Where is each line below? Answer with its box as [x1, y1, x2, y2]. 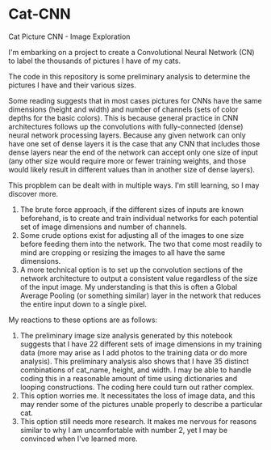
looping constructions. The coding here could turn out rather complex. [19, 382, 254, 392]
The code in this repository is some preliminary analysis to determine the [8, 71, 251, 81]
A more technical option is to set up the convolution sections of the [19, 265, 244, 274]
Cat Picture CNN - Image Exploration [8, 32, 131, 41]
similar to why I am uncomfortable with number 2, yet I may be [19, 425, 228, 435]
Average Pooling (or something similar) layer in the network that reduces [19, 291, 261, 300]
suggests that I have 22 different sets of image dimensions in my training [19, 339, 262, 349]
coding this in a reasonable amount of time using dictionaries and [19, 373, 238, 383]
